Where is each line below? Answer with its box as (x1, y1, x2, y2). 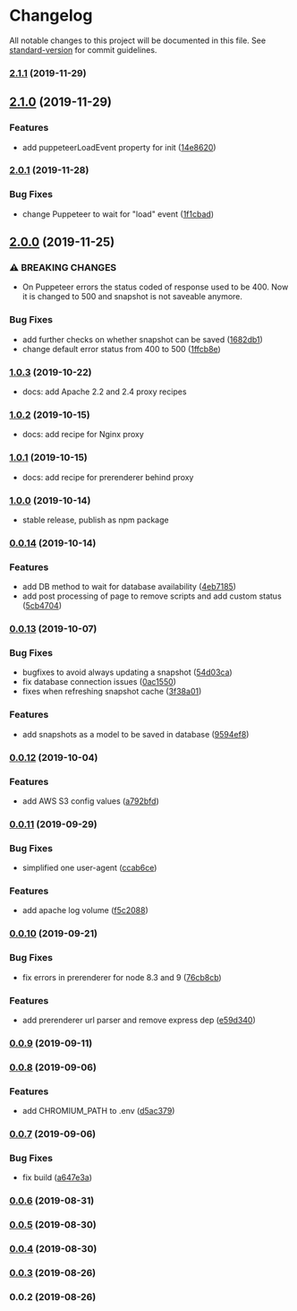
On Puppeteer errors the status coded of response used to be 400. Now (21, 281, 289, 292)
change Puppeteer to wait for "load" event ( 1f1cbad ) (21, 208, 215, 220)
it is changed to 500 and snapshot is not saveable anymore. (21, 291, 243, 302)
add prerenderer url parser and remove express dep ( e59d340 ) (21, 1014, 257, 1025)
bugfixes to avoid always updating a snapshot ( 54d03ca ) (21, 667, 233, 677)
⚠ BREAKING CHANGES (9, 262, 117, 274)
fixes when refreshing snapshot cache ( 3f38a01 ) (21, 686, 202, 697)
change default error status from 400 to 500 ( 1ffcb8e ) (21, 343, 221, 354)
